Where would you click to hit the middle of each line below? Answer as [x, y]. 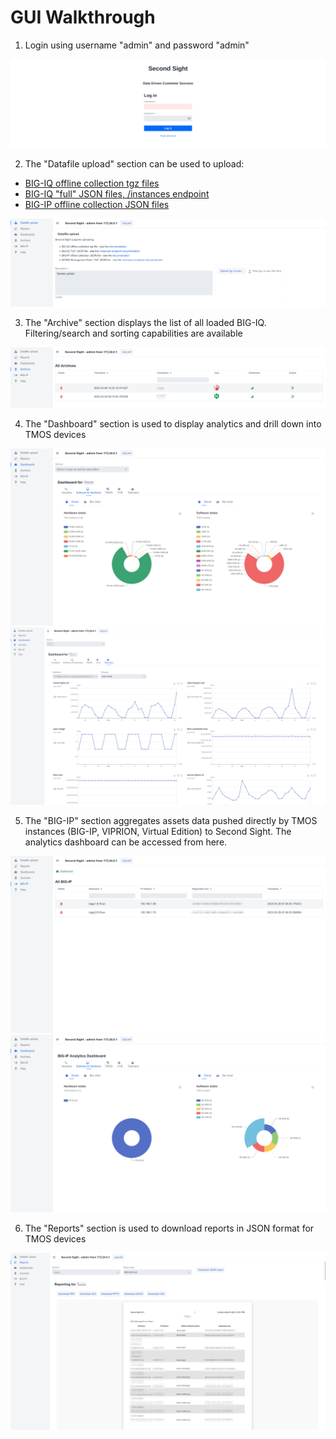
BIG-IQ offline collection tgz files [92, 183]
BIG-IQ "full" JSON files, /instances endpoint [117, 193]
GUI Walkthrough [83, 17]
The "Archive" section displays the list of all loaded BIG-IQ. [145, 322]
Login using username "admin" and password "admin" [137, 45]
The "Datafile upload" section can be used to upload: [134, 163]
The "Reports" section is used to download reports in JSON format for [169, 1228]
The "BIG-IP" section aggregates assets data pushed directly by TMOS [171, 820]
